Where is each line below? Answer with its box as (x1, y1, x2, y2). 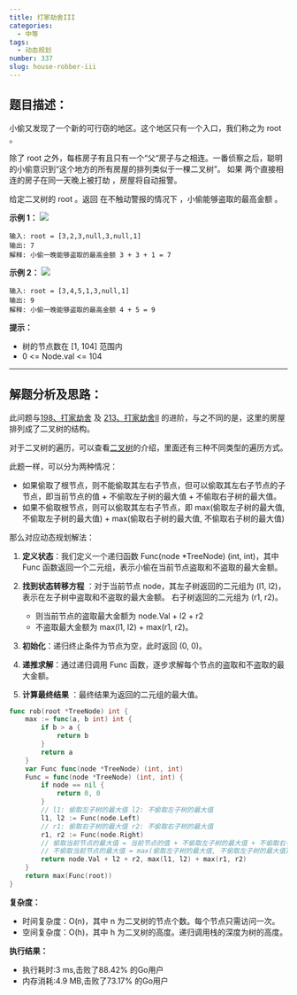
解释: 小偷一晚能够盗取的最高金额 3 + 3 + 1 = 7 (9, 250, 171, 260)
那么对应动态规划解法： (9, 532, 95, 542)
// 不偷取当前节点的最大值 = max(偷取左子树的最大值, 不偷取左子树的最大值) (41, 847, 290, 856)
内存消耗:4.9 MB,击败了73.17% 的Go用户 (21, 976, 169, 986)
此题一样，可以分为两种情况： (9, 461, 118, 471)
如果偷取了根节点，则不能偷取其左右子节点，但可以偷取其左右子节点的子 (21, 479, 286, 490)
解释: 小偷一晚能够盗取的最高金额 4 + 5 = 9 (9, 305, 156, 315)
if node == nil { (41, 781, 104, 789)
